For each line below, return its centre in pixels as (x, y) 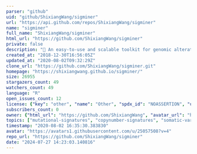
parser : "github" (27, 11)
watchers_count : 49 (30, 88)
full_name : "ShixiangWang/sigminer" (51, 33)
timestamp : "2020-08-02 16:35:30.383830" (57, 126)
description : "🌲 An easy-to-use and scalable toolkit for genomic (89, 50)
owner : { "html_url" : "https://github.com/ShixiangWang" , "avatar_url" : (95, 115)
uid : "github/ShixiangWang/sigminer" (52, 17)
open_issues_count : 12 (34, 98)
